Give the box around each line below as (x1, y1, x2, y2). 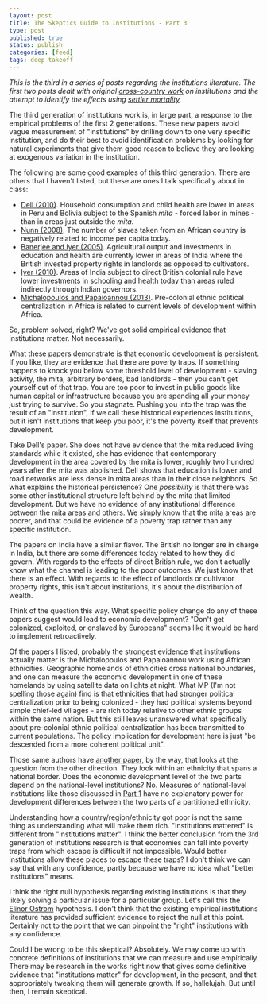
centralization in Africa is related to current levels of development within (20, 301, 257, 311)
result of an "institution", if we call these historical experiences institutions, (9, 407, 253, 417)
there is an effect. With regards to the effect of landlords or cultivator (9, 573, 235, 583)
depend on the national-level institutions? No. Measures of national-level (9, 780, 247, 790)
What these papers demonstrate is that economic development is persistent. (9, 349, 260, 358)
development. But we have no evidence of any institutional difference (9, 499, 236, 508)
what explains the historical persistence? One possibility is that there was (9, 482, 250, 492)
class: (9, 184, 29, 194)
